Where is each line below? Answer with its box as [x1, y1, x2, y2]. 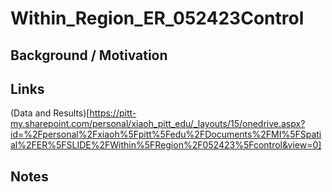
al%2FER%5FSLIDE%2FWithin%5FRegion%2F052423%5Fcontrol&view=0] [10, 139, 322, 151]
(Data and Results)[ [10, 107, 90, 119]
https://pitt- [89, 107, 137, 119]
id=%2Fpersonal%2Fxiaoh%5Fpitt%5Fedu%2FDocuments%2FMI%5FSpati [10, 128, 322, 141]
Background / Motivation [10, 47, 168, 64]
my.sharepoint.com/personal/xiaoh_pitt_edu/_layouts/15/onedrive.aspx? [10, 118, 306, 130]
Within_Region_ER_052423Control [10, 7, 305, 30]
